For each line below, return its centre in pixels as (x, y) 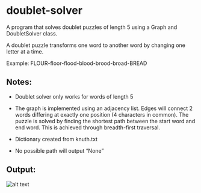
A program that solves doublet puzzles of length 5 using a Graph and (92, 27)
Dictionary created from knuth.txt (56, 139)
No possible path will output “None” (59, 150)
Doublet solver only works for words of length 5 (74, 96)
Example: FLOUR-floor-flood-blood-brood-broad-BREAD (77, 63)
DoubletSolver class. (32, 33)
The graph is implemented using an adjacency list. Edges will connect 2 (104, 108)
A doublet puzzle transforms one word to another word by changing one (96, 45)
